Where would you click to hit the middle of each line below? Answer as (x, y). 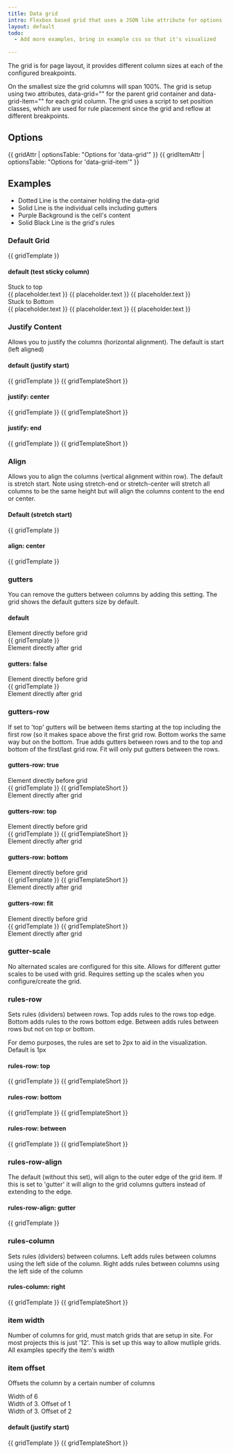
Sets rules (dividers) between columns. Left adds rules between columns (112, 1256)
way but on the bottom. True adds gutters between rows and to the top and (115, 742)
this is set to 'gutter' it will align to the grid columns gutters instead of (107, 1185)
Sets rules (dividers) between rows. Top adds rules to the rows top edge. (112, 1015)
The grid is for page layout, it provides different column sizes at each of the (115, 66)
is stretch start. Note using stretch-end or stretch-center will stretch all (109, 484)
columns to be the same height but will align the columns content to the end (116, 491)
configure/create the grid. (45, 981)
